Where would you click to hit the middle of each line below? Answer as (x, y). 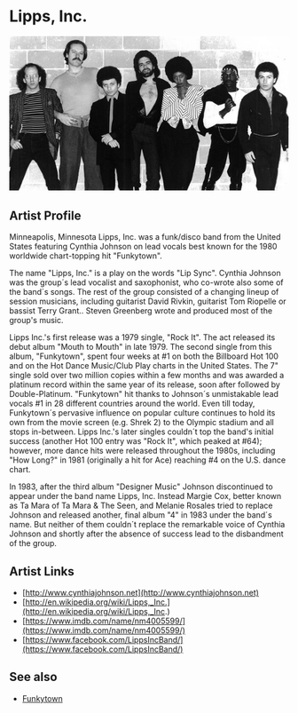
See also (33, 677)
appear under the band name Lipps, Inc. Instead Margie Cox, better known (145, 496)
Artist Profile (45, 215)
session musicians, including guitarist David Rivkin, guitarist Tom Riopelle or (148, 301)
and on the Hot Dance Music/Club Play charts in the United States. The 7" (144, 366)
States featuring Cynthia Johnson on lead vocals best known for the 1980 (143, 247)
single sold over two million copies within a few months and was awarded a (147, 376)
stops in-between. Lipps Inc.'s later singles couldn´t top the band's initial (141, 432)
